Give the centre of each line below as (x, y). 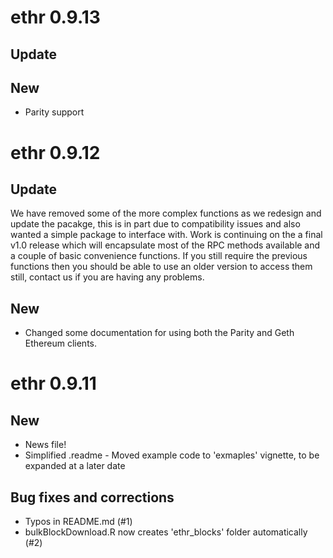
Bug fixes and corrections (92, 497)
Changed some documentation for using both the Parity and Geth (159, 333)
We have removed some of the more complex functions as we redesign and (166, 213)
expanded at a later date (75, 466)
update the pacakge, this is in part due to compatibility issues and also (155, 224)
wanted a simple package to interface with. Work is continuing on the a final (166, 235)
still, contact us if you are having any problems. (107, 277)
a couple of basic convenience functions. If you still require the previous (159, 256)
